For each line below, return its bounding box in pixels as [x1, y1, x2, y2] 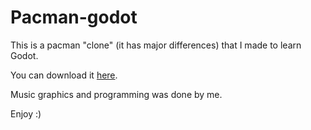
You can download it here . [10, 69, 118, 81]
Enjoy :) [10, 107, 42, 120]
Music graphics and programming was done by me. [10, 88, 223, 100]
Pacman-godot [10, 6, 138, 29]
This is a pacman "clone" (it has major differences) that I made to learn [10, 39, 302, 51]
